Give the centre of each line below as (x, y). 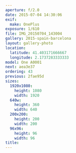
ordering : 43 (19, 72)
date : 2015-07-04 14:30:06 (34, 15)
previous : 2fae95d (25, 76)
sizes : (12, 81)
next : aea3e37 (20, 67)
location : (16, 48)
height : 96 (26, 133)
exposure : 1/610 (22, 29)
